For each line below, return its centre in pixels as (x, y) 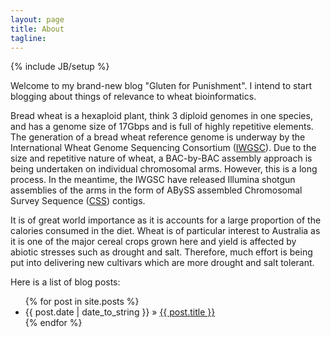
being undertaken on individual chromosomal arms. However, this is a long (164, 169)
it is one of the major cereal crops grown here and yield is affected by (153, 242)
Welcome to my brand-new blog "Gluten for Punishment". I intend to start (161, 86)
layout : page (37, 19)
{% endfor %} (53, 323)
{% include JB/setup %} (60, 67)
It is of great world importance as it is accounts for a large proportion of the (166, 220)
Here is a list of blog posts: (65, 282)
